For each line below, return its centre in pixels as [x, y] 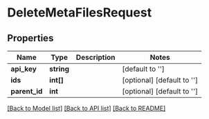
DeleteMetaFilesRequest [80, 13]
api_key [24, 69]
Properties [30, 38]
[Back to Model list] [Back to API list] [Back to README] [87, 108]
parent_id [27, 91]
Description [96, 57]
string [60, 69]
